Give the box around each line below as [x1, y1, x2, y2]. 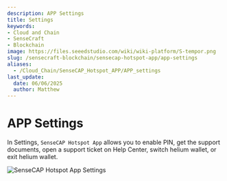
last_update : [7, 73, 45, 81]
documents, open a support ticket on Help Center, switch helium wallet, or [7, 145, 217, 154]
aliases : [7, 61, 32, 68]
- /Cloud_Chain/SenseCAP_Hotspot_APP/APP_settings [13, 67, 161, 74]
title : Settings [7, 16, 53, 23]
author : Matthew [13, 86, 60, 93]
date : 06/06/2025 [13, 80, 63, 87]
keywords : [7, 23, 36, 29]
